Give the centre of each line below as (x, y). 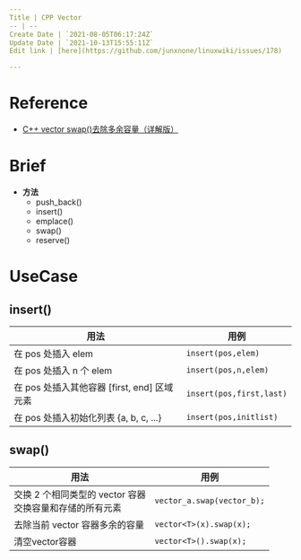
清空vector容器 (45, 541)
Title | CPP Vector (46, 17)
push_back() (59, 202)
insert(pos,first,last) (236, 394)
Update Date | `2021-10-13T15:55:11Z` (82, 43)
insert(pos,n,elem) (228, 370)
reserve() (52, 240)
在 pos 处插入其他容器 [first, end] (83, 387)
